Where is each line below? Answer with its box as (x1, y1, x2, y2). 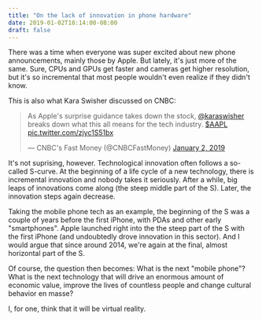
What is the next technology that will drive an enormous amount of (8, 272, 224, 282)
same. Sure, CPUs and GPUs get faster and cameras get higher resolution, (8, 64, 250, 74)
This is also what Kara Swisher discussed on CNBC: (8, 96, 176, 106)
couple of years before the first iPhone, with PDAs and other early (8, 215, 222, 224)
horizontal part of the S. (8, 249, 85, 258)
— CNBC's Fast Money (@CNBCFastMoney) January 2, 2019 (27, 143, 226, 153)
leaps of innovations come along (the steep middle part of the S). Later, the (8, 184, 252, 193)
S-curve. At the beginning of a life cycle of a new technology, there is (29, 166, 254, 177)
